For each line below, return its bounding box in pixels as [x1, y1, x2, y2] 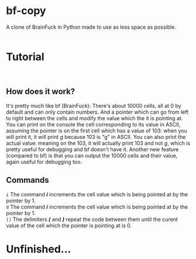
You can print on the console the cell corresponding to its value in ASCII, [6, 121, 181, 128]
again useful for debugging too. [6, 158, 82, 165]
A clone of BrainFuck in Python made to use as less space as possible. [6, 23, 177, 30]
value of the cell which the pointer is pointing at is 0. [6, 221, 132, 229]
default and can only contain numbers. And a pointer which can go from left [6, 108, 189, 115]
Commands [6, 175, 50, 185]
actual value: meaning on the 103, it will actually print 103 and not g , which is [6, 139, 191, 146]
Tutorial [6, 50, 45, 64]
